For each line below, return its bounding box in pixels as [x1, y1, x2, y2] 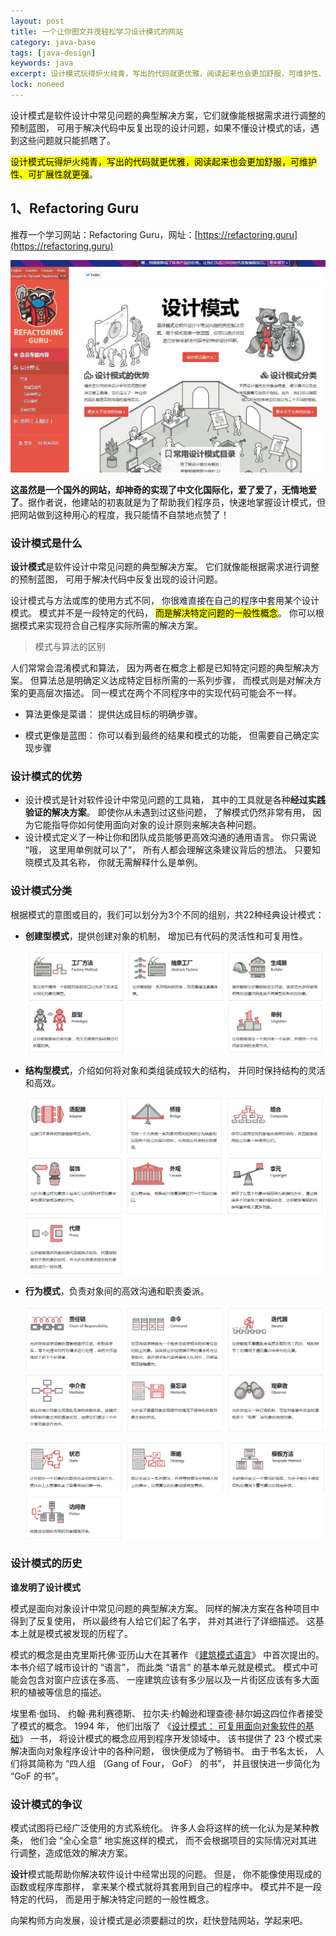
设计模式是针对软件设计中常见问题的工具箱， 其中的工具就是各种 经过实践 [24, 794, 326, 806]
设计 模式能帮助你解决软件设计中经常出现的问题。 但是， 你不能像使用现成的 [10, 1868, 322, 1880]
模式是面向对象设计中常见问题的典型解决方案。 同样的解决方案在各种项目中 [10, 1602, 320, 1614]
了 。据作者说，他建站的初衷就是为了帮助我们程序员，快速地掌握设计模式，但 [10, 496, 326, 508]
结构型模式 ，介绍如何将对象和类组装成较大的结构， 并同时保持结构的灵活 [24, 1065, 326, 1077]
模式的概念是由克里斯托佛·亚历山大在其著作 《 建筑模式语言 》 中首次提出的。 [10, 1648, 325, 1660]
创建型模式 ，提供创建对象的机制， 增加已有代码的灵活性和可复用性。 [24, 930, 308, 942]
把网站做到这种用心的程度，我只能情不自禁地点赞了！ [10, 508, 230, 520]
